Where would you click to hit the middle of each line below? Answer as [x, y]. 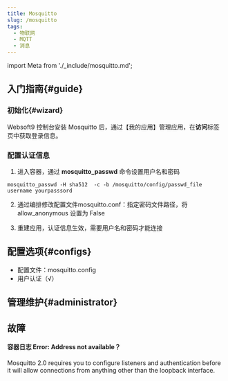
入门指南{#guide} [45, 89]
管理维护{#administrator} [63, 302]
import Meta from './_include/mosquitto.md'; [70, 65]
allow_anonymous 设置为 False [61, 213]
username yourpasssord [40, 190]
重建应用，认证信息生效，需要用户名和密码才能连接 [90, 228]
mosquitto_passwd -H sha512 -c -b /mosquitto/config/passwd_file [105, 184]
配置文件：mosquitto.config [57, 269]
